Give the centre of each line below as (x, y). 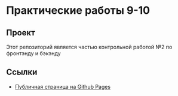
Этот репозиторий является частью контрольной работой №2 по (89, 47)
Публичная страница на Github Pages (63, 86)
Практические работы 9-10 (78, 10)
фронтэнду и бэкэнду (33, 53)
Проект (21, 33)
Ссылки (22, 72)
